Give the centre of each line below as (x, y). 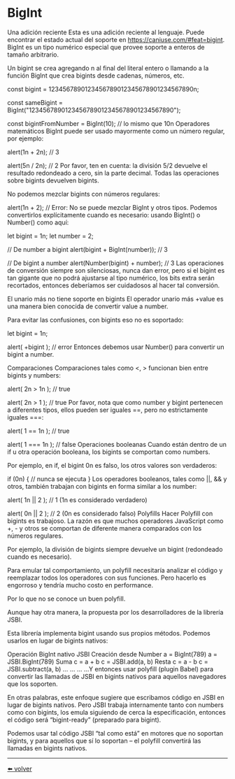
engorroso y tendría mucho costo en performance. (80, 585)
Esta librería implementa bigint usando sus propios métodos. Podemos (109, 633)
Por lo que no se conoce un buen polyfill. (66, 599)
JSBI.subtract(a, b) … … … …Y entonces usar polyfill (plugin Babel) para (111, 669)
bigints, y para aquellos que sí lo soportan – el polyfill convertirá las (104, 741)
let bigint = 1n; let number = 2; (50, 236)
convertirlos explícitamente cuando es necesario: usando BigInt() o (104, 215)
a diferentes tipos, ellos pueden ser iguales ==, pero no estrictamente (108, 410)
